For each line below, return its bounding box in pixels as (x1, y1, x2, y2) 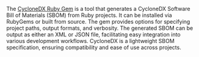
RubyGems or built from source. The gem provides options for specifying (6, 18, 190, 25)
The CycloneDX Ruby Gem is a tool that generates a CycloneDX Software (6, 5, 190, 12)
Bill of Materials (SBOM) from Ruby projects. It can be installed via (6, 12, 172, 19)
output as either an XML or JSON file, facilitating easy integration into (6, 31, 181, 38)
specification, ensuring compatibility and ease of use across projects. (6, 44, 181, 51)
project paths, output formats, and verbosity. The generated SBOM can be (6, 24, 194, 32)
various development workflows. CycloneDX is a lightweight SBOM (6, 38, 175, 44)
